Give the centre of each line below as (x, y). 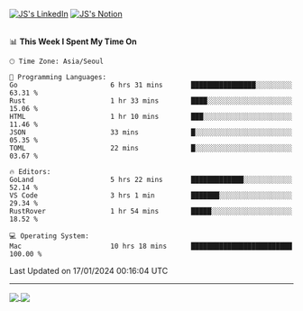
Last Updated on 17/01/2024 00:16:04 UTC (89, 271)
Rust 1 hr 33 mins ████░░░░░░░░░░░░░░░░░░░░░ (151, 101)
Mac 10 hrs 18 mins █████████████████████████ (151, 246)
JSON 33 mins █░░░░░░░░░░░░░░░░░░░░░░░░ (151, 133)
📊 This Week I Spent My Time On (73, 41)
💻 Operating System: (50, 236)
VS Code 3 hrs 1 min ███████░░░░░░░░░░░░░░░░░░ (151, 196)
